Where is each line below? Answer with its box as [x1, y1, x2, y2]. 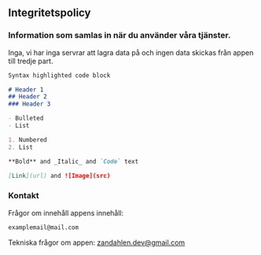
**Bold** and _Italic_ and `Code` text [8, 157, 139, 165]
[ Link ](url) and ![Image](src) [8, 172, 111, 179]
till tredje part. [8, 56, 53, 65]
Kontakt [8, 190, 39, 201]
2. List [8, 143, 34, 151]
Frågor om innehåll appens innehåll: [8, 208, 124, 217]
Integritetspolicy [8, 6, 91, 20]
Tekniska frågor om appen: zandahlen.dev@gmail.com [8, 238, 186, 247]
